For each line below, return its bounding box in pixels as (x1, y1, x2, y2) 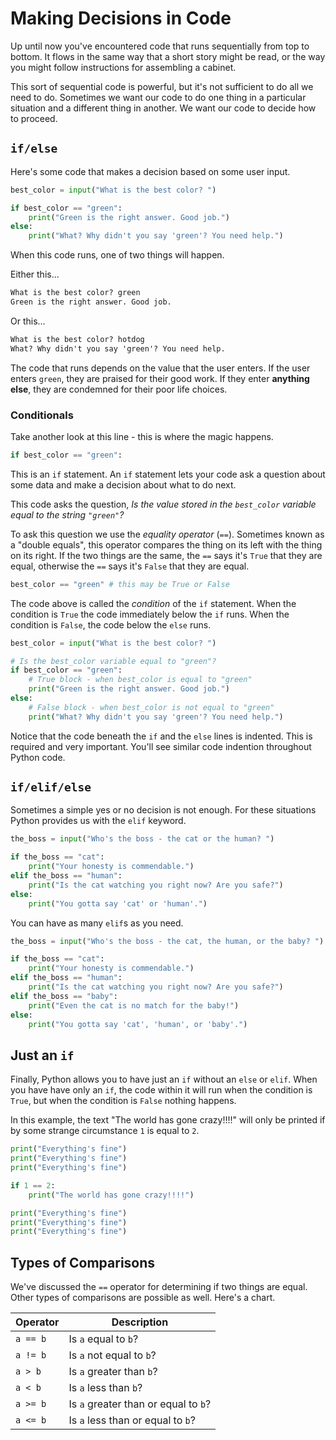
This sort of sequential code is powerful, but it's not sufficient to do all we (10, 80, 314, 92)
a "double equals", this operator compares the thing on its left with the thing (10, 538, 323, 551)
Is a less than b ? (68, 1381, 143, 1395)
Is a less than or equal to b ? (68, 1413, 196, 1427)
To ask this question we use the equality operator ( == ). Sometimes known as (10, 528, 325, 540)
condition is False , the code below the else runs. (10, 618, 212, 631)
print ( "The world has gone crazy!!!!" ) (28, 1190, 195, 1200)
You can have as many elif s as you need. (10, 917, 184, 929)
